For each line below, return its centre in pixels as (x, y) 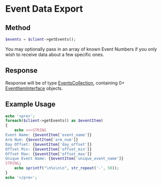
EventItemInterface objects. (34, 88)
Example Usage (30, 104)
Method (18, 28)
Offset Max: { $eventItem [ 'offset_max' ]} (49, 154)
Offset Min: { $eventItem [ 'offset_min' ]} (49, 149)
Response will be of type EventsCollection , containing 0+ (65, 83)
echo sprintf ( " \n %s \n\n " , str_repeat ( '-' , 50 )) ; (67, 168)
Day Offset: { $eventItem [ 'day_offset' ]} (49, 144)
